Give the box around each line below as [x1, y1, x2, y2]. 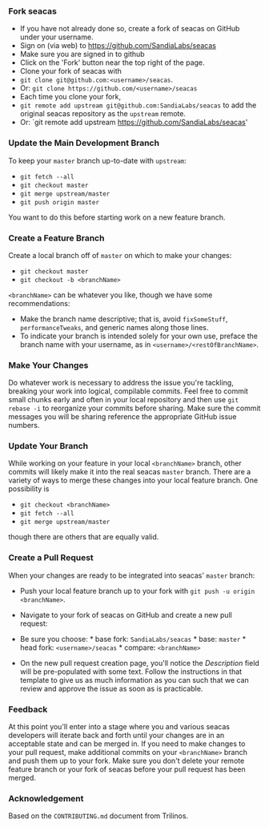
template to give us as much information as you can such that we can [19, 675, 250, 684]
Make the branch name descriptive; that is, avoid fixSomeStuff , [19, 314, 228, 324]
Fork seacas [8, 6, 58, 17]
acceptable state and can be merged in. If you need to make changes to [8, 739, 246, 748]
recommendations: [8, 298, 70, 308]
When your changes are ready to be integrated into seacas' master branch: [8, 571, 255, 580]
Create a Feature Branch [8, 232, 105, 244]
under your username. [19, 32, 94, 42]
